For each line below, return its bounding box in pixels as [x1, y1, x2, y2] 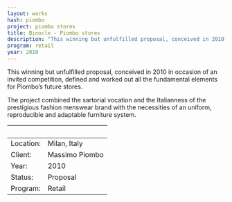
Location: [10, 138, 42, 148]
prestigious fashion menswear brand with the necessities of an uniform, [7, 103, 213, 111]
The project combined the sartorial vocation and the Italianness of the [7, 95, 206, 104]
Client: [10, 149, 32, 159]
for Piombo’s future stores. [7, 82, 83, 91]
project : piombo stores [7, 23, 76, 30]
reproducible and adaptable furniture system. [7, 110, 136, 118]
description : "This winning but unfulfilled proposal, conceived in [7, 36, 209, 43]
